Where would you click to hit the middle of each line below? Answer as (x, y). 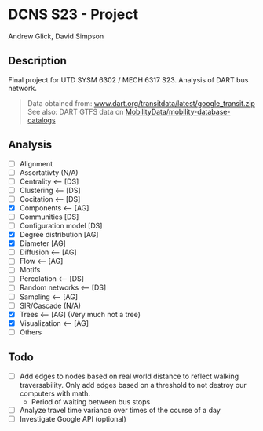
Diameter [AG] (43, 243)
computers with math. (55, 393)
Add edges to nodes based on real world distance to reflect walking (129, 376)
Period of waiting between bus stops (91, 401)
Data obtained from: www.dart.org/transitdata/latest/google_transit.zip (141, 103)
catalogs (42, 120)
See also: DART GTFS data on (75, 111)
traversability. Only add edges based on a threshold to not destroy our (133, 385)
